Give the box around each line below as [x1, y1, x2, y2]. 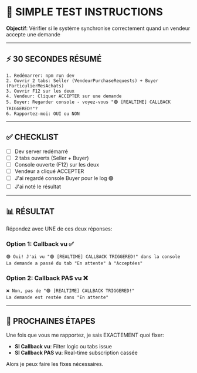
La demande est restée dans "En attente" [6, 294, 109, 301]
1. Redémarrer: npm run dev [6, 73, 75, 79]
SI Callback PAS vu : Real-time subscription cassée [14, 349, 138, 357]
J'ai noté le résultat [14, 183, 62, 190]
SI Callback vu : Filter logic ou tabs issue [14, 343, 113, 350]
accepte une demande [6, 30, 60, 38]
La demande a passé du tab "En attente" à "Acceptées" [6, 260, 143, 266]
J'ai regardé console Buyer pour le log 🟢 [14, 174, 114, 181]
